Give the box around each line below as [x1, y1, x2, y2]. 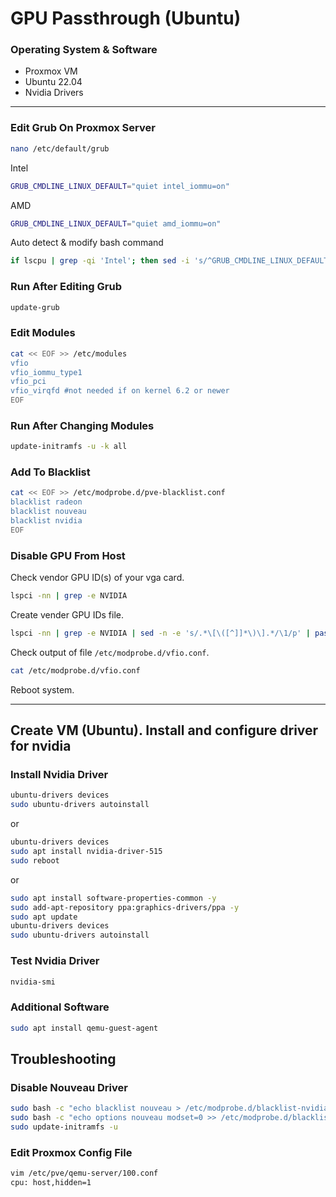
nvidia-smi [10, 977, 56, 987]
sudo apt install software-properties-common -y [10, 893, 217, 903]
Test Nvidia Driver [10, 954, 100, 968]
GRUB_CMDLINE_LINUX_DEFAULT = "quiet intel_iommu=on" [10, 181, 230, 191]
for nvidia [10, 738, 72, 755]
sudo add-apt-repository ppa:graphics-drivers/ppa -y [10, 902, 240, 912]
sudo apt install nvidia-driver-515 [10, 847, 163, 857]
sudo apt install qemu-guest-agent [10, 1023, 159, 1033]
